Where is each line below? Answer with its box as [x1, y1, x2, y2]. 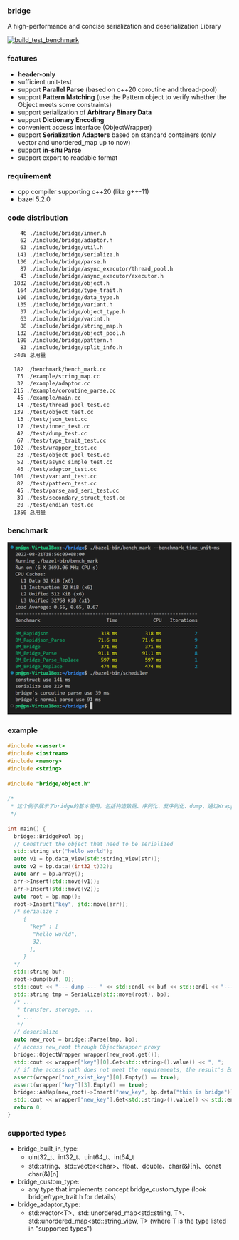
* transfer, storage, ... [16, 1006, 94, 1013]
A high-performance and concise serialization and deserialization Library [7, 22, 222, 31]
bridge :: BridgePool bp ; [14, 832, 84, 840]
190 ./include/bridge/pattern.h [16, 337, 113, 344]
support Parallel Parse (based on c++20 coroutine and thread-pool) [17, 85, 218, 94]
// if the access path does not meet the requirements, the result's [14, 1066, 224, 1073]
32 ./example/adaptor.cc [16, 380, 91, 388]
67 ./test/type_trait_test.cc [16, 438, 107, 445]
